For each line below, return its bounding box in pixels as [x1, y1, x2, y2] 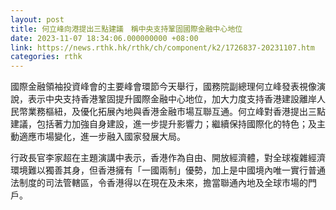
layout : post [10, 14, 65, 25]
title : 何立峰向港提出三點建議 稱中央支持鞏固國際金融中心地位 [10, 24, 243, 34]
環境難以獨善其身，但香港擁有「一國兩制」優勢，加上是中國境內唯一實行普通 [10, 164, 326, 176]
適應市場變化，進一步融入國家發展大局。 [18, 131, 186, 143]
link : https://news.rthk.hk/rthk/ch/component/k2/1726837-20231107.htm [10, 42, 315, 53]
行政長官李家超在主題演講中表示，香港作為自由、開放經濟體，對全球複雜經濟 [10, 152, 326, 164]
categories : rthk [10, 52, 83, 62]
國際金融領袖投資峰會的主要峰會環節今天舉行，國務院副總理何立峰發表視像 [10, 81, 317, 93]
